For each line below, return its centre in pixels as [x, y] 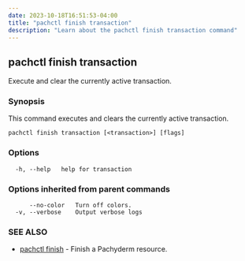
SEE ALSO [28, 232]
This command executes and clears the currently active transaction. [119, 118]
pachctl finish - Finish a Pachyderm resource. [93, 249]
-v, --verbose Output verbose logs [79, 213]
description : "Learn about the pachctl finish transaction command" [123, 30]
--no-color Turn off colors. [80, 206]
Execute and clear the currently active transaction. [90, 81]
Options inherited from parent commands [89, 188]
